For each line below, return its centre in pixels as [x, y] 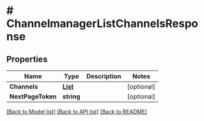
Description [104, 76]
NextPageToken [33, 97]
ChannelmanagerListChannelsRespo [102, 24]
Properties [27, 59]
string [72, 97]
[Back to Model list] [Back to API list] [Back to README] [77, 112]
